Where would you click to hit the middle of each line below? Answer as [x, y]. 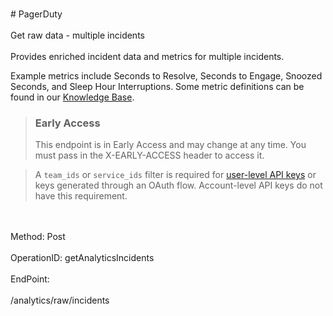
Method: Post [38, 237]
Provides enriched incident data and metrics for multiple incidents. [147, 56]
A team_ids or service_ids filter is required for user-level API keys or [175, 175]
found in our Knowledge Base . [72, 97]
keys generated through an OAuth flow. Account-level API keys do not [178, 185]
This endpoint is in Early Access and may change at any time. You [170, 145]
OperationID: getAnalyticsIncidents [82, 258]
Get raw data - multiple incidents [77, 35]
